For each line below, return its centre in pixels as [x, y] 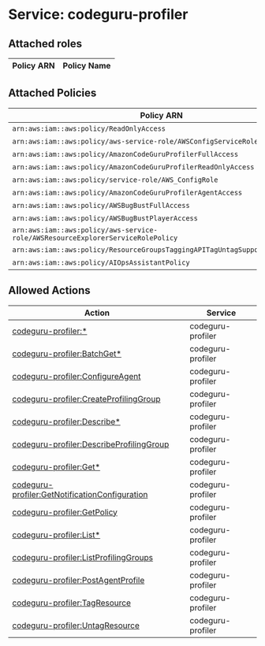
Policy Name [87, 66]
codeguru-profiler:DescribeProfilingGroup [91, 444]
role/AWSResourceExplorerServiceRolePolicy [95, 238]
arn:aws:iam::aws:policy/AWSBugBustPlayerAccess [105, 218]
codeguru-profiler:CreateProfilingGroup [86, 399]
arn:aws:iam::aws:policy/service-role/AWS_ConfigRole [115, 180]
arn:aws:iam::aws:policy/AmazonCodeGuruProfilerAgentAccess [127, 192]
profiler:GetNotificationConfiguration [80, 494]
